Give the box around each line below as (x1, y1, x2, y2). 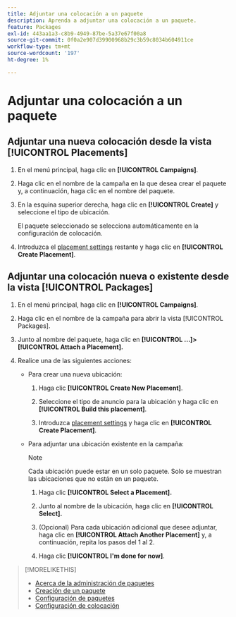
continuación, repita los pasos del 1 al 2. (38, 537, 155, 546)
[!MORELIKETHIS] (24, 565, 77, 573)
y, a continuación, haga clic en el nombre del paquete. (17, 186, 175, 195)
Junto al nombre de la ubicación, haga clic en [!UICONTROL (38, 501, 213, 510)
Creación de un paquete (35, 586, 106, 594)
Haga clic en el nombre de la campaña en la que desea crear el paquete (17, 179, 227, 188)
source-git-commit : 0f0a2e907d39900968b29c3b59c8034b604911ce (7, 37, 194, 44)
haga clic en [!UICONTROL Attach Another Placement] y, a (38, 530, 213, 539)
